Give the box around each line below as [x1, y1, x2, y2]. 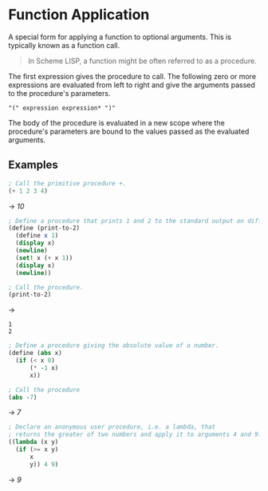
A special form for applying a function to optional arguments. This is [8, 32, 231, 42]
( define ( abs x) [8, 349, 62, 357]
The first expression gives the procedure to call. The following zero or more [8, 71, 257, 81]
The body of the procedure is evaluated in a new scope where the [8, 118, 225, 127]
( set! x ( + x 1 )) [15, 253, 73, 261]
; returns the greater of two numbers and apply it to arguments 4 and [8, 430, 251, 439]
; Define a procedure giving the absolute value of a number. [8, 341, 219, 349]
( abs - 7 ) [8, 393, 37, 401]
